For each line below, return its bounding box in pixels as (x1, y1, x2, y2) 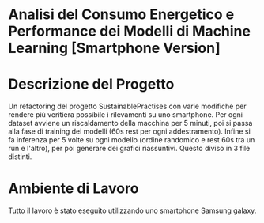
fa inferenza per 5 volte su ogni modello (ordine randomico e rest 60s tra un (8, 135, 255, 145)
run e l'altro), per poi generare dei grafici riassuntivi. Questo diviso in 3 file (8, 144, 251, 153)
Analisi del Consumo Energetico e (8, 6, 235, 24)
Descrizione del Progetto (8, 75, 175, 93)
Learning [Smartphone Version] (8, 40, 221, 57)
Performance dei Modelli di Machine (8, 22, 251, 40)
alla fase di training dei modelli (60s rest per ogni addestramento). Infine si (8, 127, 251, 136)
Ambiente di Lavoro (8, 180, 139, 198)
